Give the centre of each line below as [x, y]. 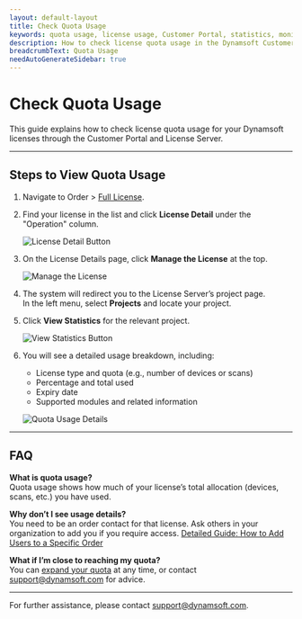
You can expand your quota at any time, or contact [103, 570]
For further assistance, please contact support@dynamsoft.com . [129, 605]
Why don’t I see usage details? [68, 514]
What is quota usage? [51, 477]
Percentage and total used [85, 382]
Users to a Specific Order [56, 543]
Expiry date [57, 391]
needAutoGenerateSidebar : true [68, 59]
